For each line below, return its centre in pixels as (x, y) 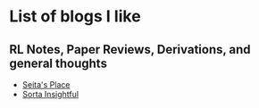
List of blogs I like (75, 17)
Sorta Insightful (50, 94)
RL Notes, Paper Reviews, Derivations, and (130, 50)
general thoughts (58, 63)
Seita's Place (46, 85)
